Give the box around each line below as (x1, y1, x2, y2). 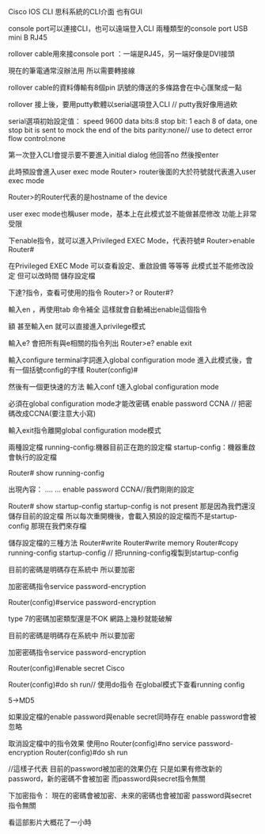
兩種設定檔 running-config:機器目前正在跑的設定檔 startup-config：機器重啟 (8, 442, 256, 452)
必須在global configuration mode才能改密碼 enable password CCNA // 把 (8, 399, 245, 408)
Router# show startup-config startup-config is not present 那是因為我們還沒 (8, 502, 256, 511)
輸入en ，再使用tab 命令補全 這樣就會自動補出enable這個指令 (8, 304, 207, 314)
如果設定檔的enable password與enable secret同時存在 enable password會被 (8, 712, 257, 721)
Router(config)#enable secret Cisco (8, 664, 125, 672)
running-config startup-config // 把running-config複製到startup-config (8, 548, 239, 557)
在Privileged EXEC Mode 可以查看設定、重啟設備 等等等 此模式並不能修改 (8, 261, 247, 270)
